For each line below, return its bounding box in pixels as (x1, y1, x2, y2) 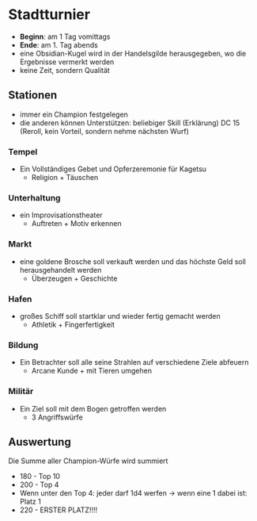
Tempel (8, 146, 38, 157)
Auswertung (8, 435, 71, 449)
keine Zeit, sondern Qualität (19, 65, 111, 75)
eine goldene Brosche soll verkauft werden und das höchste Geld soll (19, 256, 247, 266)
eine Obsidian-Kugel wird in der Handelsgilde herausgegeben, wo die (19, 48, 247, 58)
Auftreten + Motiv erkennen (31, 219, 123, 228)
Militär (8, 386, 34, 397)
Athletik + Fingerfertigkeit (31, 320, 115, 329)
